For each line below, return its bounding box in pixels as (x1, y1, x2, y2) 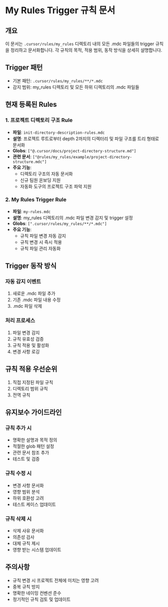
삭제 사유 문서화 (12, 528, 44, 534)
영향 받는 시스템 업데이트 (12, 546, 62, 552)
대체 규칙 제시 (12, 540, 40, 546)
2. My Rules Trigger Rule (5, 196, 67, 203)
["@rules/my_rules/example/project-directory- (32, 154, 132, 159)
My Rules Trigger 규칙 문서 (5, 5, 116, 16)
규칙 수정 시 (5, 470, 32, 477)
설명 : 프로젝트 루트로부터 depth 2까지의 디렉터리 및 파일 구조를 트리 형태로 (12, 135, 159, 142)
